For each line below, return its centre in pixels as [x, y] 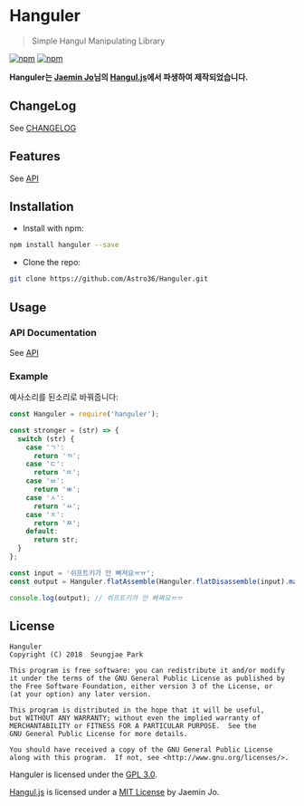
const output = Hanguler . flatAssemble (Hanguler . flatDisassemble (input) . [149, 581]
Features [35, 156]
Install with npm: [53, 228]
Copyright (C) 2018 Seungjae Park [76, 655]
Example [29, 376]
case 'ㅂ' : [45, 481]
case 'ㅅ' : [45, 498]
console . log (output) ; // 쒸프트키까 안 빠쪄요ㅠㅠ [96, 598]
